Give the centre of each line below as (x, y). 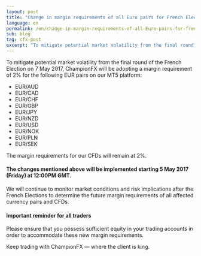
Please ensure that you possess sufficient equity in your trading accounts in (100, 229)
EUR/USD (27, 125)
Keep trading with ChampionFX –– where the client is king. (78, 247)
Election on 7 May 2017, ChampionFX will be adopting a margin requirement (99, 68)
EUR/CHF (27, 99)
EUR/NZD (27, 118)
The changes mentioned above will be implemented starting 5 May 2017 (98, 169)
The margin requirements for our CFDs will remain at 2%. (77, 155)
